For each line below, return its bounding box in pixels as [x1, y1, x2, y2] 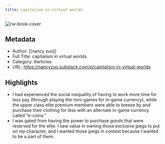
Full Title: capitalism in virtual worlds [12, 53, 87, 59]
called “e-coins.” [12, 112, 47, 119]
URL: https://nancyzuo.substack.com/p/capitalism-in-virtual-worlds [12, 64, 151, 70]
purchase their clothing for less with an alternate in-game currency [12, 107, 150, 113]
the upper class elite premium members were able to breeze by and [12, 102, 151, 108]
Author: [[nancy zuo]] [12, 48, 56, 54]
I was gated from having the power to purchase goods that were [12, 118, 144, 124]
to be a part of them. [12, 134, 55, 140]
